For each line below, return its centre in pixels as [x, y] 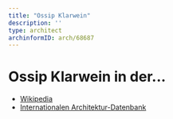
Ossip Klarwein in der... [87, 77]
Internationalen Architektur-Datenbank [83, 107]
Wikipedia [36, 99]
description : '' [35, 23]
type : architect [35, 30]
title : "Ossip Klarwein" [49, 15]
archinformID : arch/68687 [51, 38]
